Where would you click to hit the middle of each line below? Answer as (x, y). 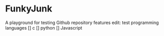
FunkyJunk (29, 9)
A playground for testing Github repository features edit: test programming (82, 22)
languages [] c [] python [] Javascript (44, 27)
